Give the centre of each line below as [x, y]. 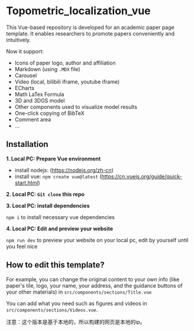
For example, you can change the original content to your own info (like [93, 279]
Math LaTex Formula [39, 94]
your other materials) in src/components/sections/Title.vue [79, 292]
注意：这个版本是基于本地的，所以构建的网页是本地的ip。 [76, 322]
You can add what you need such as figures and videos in [77, 303]
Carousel [26, 75]
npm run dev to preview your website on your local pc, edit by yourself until [97, 240]
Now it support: [25, 51]
